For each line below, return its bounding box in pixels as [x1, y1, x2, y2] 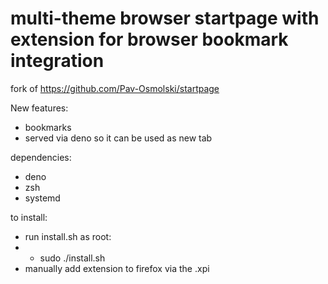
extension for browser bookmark [10, 28, 289, 51]
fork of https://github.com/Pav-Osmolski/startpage [10, 82, 220, 94]
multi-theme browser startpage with [10, 7, 320, 30]
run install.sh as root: [24, 230, 112, 242]
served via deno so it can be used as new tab [24, 132, 213, 144]
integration [10, 50, 105, 72]
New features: [10, 102, 69, 114]
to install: [10, 211, 48, 223]
